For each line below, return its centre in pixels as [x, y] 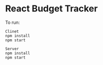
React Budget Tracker [51, 9]
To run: [13, 22]
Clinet [12, 31]
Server [12, 49]
